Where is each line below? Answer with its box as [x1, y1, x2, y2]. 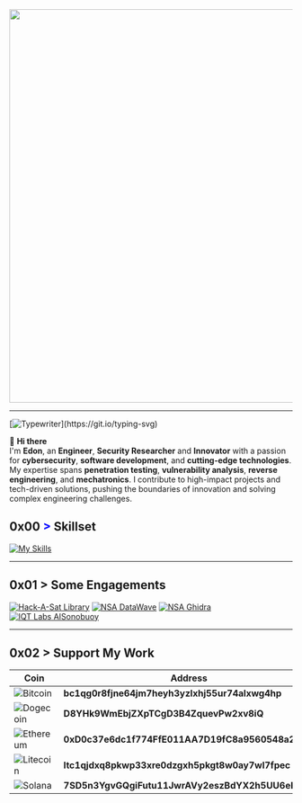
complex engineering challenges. [9, 494, 133, 504]
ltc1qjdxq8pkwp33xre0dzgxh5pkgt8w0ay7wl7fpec [63, 759, 290, 772]
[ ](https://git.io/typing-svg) [9, 418, 158, 429]
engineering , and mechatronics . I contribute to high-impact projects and [9, 474, 281, 485]
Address [170, 672, 209, 684]
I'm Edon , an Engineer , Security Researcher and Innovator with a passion [9, 445, 286, 456]
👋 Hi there [9, 436, 48, 446]
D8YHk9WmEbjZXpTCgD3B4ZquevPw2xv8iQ [63, 708, 264, 720]
